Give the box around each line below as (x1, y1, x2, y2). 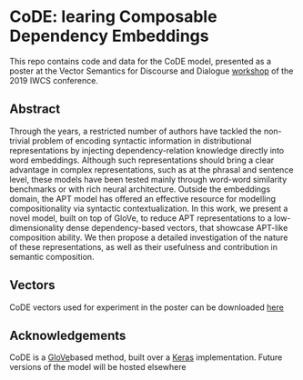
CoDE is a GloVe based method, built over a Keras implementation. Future (9, 352, 283, 363)
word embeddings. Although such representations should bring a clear (9, 155, 275, 165)
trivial (9, 135, 30, 146)
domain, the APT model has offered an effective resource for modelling (9, 193, 276, 204)
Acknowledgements (9, 327, 126, 343)
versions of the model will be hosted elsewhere (9, 362, 187, 373)
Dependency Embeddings (9, 25, 209, 46)
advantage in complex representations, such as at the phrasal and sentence (9, 164, 294, 175)
